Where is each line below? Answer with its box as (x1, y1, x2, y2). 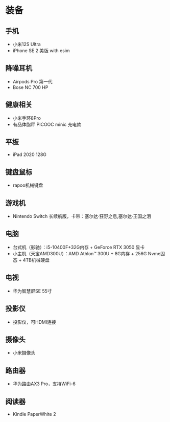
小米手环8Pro (12, 115, 41, 121)
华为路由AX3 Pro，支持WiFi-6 (12, 381, 76, 387)
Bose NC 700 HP (12, 84, 48, 90)
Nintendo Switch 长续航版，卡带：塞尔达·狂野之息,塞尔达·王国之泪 (12, 213, 152, 219)
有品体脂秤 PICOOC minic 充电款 (12, 121, 82, 127)
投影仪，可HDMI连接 (12, 319, 56, 325)
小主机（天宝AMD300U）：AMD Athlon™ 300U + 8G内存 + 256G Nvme (12, 250, 161, 256)
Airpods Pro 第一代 (12, 78, 53, 84)
